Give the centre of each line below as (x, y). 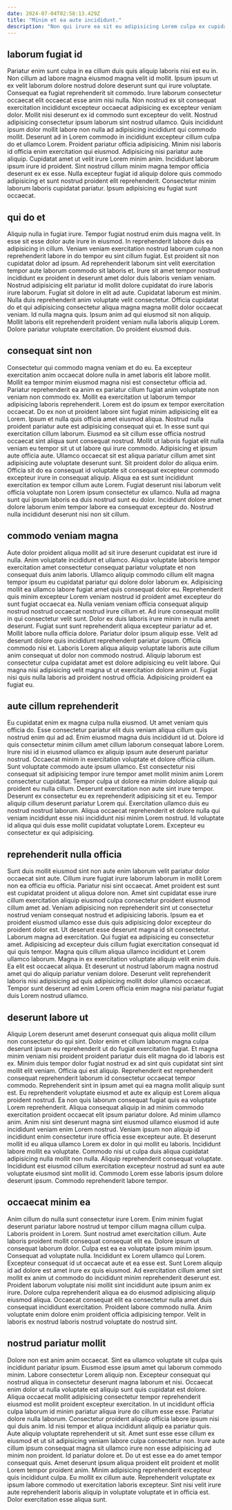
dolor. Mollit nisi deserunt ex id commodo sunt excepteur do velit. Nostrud (112, 115)
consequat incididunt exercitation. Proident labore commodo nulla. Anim (110, 1307)
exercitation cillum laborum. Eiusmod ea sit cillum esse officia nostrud (106, 433)
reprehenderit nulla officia (65, 854)
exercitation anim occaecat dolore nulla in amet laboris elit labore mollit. (109, 375)
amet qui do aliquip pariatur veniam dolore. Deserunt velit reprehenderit (109, 974)
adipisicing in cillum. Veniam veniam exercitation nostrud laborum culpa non (115, 248)
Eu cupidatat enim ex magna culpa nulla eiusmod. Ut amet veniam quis (108, 723)
